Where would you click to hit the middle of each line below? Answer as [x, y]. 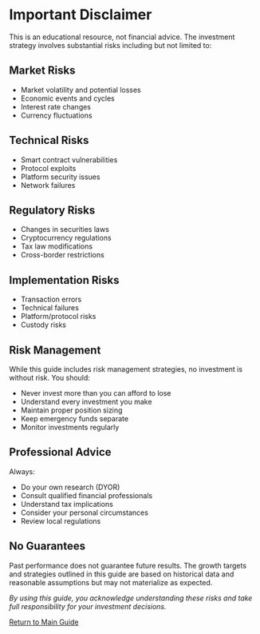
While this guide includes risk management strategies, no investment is [126, 369]
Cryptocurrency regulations [66, 238]
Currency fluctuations [56, 115]
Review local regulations [61, 520]
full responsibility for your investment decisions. [88, 606]
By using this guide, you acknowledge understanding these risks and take [131, 598]
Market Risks [42, 71]
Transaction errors [51, 299]
